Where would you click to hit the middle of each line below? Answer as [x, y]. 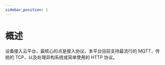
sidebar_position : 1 [27, 10]
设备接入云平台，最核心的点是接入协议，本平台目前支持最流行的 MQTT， [80, 51]
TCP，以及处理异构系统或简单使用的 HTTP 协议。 [66, 57]
